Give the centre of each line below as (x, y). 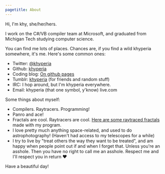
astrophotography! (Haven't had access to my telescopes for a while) (83, 135)
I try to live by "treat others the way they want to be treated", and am (83, 141)
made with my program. (37, 125)
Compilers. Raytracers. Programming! (51, 109)
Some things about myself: (33, 99)
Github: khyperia (29, 69)
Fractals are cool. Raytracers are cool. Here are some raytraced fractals (86, 119)
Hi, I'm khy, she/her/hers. (31, 24)
